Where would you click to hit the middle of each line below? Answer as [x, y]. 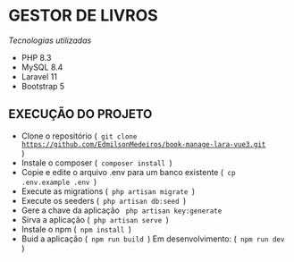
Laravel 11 [39, 76]
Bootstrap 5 [43, 86]
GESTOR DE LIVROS [83, 16]
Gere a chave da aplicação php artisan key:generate [122, 210]
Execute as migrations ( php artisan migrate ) [108, 191]
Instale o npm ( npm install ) [76, 229]
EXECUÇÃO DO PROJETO [80, 114]
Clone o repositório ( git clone [79, 136]
